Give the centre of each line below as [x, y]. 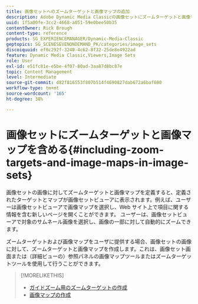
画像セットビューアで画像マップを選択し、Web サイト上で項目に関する [103, 207]
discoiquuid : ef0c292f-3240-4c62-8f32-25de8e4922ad [71, 50]
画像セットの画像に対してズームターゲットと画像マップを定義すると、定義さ [99, 192]
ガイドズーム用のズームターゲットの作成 [78, 287]
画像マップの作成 [50, 295]
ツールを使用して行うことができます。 [57, 263]
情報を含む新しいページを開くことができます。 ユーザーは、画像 [84, 214]
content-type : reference [37, 34]
